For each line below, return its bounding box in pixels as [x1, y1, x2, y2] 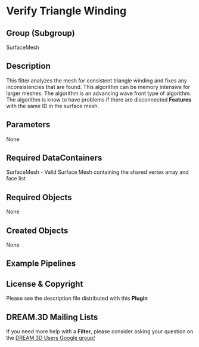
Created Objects [6, 225, 69, 235]
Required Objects [6, 192, 73, 202]
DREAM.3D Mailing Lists [6, 312, 98, 322]
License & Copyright [6, 279, 83, 289]
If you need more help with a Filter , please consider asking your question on [6, 328, 194, 335]
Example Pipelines [6, 259, 76, 269]
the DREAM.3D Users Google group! [6, 334, 95, 342]
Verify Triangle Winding [6, 4, 127, 18]
